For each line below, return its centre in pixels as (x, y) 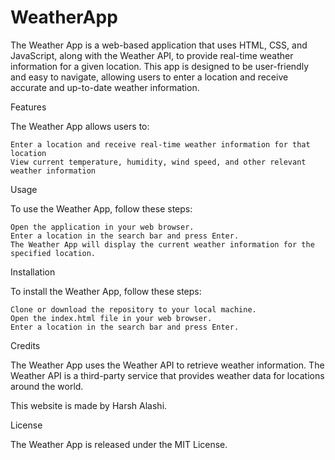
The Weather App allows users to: (80, 126)
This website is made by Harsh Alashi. (89, 405)
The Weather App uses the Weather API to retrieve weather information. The (167, 365)
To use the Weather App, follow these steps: (101, 208)
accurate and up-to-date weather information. (105, 87)
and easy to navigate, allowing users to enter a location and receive (149, 77)
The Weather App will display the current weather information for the (162, 244)
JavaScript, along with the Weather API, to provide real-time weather (152, 55)
